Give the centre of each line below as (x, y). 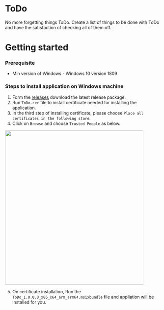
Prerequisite (20, 63)
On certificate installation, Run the (46, 291)
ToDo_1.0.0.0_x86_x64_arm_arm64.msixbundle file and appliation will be (83, 297)
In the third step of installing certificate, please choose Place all (78, 113)
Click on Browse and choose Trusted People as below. (66, 123)
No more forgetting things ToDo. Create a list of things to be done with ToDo (82, 22)
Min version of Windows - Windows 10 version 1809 (65, 74)
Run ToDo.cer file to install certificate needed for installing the (74, 102)
